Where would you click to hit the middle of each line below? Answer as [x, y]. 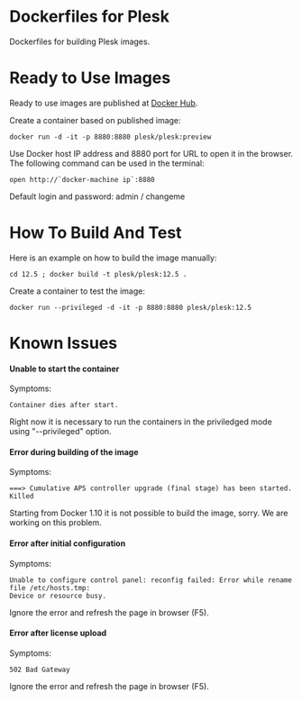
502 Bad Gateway [40, 669]
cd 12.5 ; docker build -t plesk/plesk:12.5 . [98, 274]
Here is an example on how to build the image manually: [113, 258]
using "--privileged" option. [60, 432]
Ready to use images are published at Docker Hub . [104, 103]
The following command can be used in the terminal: [107, 163]
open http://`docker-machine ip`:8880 [82, 179]
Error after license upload [58, 633]
